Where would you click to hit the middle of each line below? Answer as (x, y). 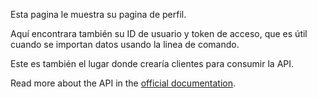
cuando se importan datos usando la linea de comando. (125, 44)
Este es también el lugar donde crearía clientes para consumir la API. (152, 63)
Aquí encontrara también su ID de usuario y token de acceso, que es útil (159, 33)
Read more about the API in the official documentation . (123, 83)
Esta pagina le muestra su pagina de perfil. (98, 14)
